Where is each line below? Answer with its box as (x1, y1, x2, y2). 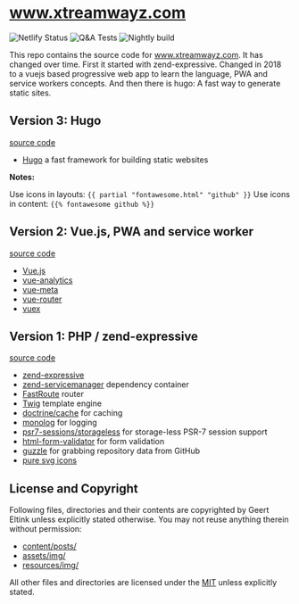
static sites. (9, 87, 52, 98)
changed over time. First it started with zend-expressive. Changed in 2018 (9, 59, 282, 70)
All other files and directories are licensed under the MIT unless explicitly (9, 577, 278, 588)
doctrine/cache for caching (21, 408, 123, 418)
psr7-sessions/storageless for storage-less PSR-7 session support (21, 426, 268, 437)
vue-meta (21, 284, 59, 294)
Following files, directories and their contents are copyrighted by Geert (9, 505, 270, 516)
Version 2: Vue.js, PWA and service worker (9, 224, 254, 239)
